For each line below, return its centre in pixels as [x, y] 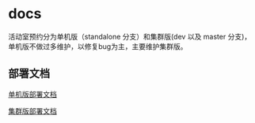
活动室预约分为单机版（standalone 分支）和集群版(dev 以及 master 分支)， [130, 36]
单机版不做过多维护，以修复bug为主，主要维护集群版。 [98, 46]
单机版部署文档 [32, 94]
